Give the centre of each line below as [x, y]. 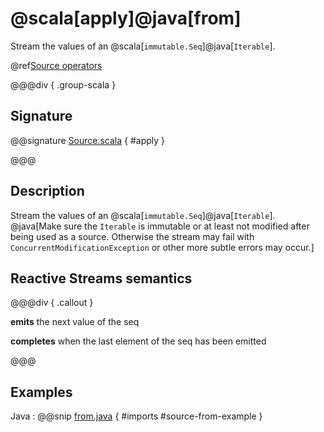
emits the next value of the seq [75, 322]
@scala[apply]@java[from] [126, 18]
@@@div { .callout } [52, 303]
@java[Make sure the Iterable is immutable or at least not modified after [160, 226]
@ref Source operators [56, 65]
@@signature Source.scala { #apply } [88, 140]
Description [47, 191]
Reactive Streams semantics [101, 278]
